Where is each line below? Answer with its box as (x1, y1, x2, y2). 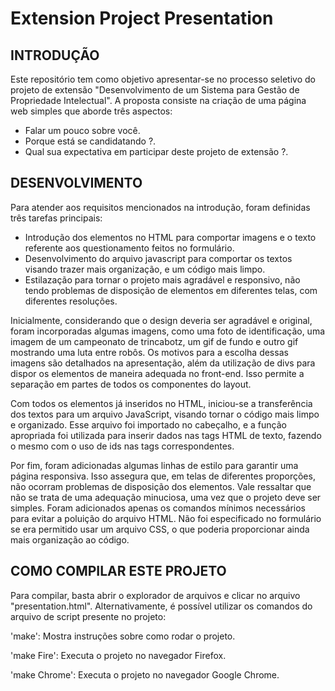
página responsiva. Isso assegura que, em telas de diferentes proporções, (10, 470, 316, 482)
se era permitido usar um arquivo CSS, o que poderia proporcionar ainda (10, 523, 310, 535)
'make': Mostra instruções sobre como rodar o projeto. (10, 630, 236, 642)
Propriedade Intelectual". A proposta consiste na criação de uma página (10, 95, 307, 106)
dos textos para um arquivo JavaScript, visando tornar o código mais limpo (10, 408, 320, 420)
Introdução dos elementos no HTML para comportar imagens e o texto (24, 231, 317, 243)
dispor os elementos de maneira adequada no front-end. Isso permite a (10, 367, 305, 379)
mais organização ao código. (10, 533, 130, 546)
